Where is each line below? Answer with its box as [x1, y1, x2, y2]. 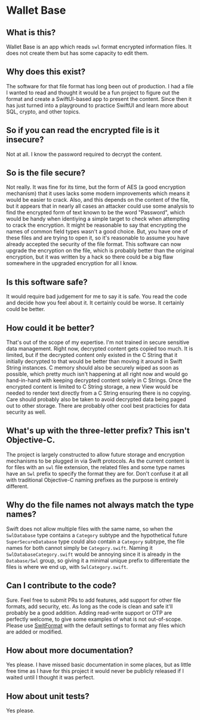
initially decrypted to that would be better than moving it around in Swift [6, 358, 183, 365]
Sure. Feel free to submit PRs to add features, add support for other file [6, 596, 181, 604]
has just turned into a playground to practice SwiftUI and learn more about [6, 101, 189, 109]
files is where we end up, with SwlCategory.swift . [6, 563, 128, 570]
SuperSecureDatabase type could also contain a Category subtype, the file [6, 538, 185, 545]
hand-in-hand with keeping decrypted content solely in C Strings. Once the [6, 377, 192, 384]
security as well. [6, 408, 47, 416]
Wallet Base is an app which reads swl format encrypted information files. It [6, 43, 192, 50]
